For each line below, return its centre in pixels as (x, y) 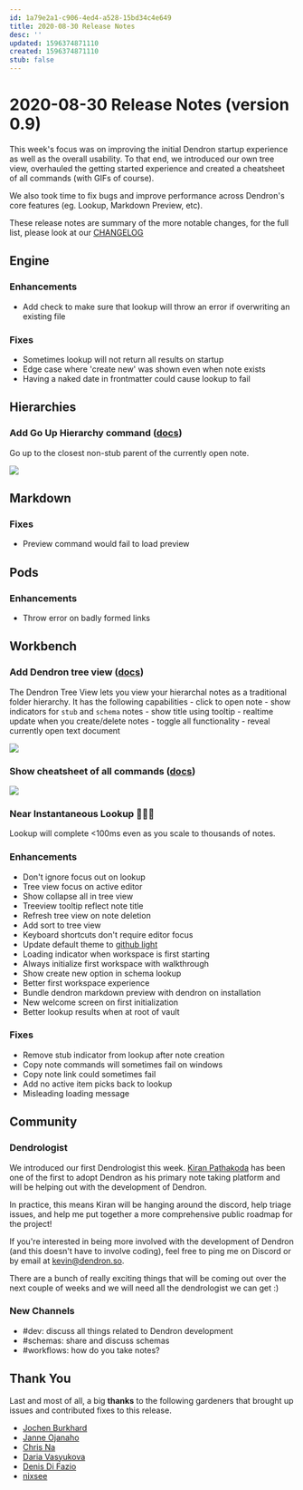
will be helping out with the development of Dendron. (108, 1187)
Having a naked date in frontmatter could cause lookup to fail (136, 378)
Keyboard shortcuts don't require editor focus (108, 934)
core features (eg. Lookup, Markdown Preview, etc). (106, 205)
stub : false (32, 60)
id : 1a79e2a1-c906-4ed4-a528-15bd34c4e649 (90, 18)
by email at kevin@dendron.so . (67, 1261)
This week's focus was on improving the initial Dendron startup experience (149, 149)
